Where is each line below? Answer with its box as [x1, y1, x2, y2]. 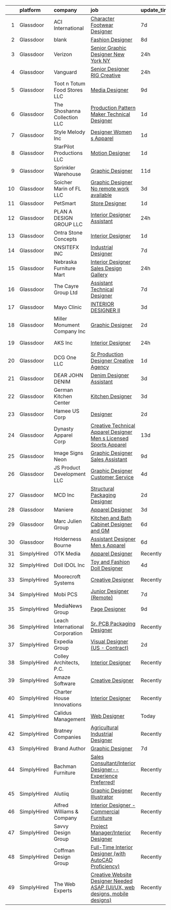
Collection [53, 114, 78, 121]
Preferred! [91, 779, 116, 786]
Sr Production [91, 351, 124, 358]
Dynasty [53, 425, 74, 432]
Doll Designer [91, 565, 123, 572]
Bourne [53, 542, 71, 549]
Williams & [53, 808, 79, 815]
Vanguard [53, 69, 77, 75]
